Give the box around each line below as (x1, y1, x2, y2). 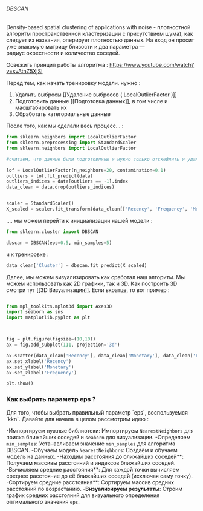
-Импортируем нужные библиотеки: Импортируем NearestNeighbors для (6, 427, 194, 434)
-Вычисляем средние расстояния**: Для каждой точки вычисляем (6, 465, 180, 473)
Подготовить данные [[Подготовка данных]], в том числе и (14, 98, 168, 105)
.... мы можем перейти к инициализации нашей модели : (6, 217, 153, 224)
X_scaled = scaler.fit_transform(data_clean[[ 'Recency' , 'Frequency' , (6, 206, 188, 212)
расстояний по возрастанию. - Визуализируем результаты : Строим (6, 485, 183, 492)
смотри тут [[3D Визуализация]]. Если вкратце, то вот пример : (6, 286, 170, 294)
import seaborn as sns (6, 309, 63, 315)
